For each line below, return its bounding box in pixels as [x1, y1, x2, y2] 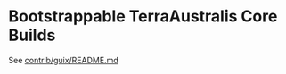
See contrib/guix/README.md [8, 54, 118, 65]
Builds [8, 25, 56, 45]
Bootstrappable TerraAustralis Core [8, 6, 278, 27]
